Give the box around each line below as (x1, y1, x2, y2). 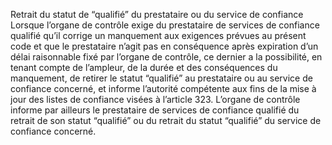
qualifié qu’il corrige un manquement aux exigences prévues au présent (10, 30, 307, 41)
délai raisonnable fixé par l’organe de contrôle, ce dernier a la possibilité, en (10, 51, 323, 63)
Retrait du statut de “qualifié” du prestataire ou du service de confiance (10, 9, 304, 20)
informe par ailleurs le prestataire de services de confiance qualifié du (10, 104, 300, 116)
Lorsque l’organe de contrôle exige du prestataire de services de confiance (10, 19, 320, 31)
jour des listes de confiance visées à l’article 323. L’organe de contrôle (10, 94, 301, 105)
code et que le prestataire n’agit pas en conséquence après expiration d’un (10, 40, 319, 52)
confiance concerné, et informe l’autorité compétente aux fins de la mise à (10, 83, 317, 94)
